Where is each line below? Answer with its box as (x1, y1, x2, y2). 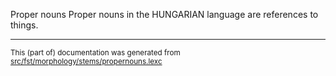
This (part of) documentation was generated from (10, 48, 181, 58)
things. (10, 19, 39, 31)
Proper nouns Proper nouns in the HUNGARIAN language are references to (10, 9, 319, 20)
